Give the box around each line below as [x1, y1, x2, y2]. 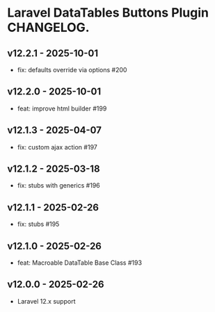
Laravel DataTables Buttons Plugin [7, 5, 209, 21]
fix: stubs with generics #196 [17, 181, 101, 190]
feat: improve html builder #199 [17, 104, 107, 113]
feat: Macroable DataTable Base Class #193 [17, 258, 143, 267]
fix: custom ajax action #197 [17, 142, 97, 151]
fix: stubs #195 [17, 220, 60, 229]
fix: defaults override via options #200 [17, 66, 127, 74]
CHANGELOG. [7, 19, 90, 35]
